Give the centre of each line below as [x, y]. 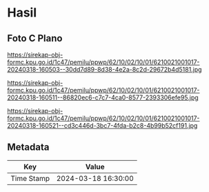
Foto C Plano [35, 38]
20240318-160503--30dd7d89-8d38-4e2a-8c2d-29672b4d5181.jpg [104, 69]
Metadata [28, 147]
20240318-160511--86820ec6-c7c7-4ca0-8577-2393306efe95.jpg [103, 97]
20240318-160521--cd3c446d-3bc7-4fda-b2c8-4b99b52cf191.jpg [102, 125]
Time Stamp [30, 178]
